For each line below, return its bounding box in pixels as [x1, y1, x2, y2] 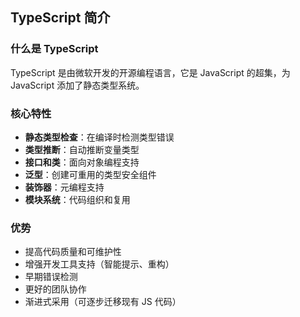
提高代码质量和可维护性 [24, 246, 122, 258]
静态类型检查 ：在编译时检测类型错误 [24, 131, 175, 143]
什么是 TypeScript [10, 42, 99, 56]
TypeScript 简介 [10, 9, 111, 27]
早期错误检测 [24, 271, 78, 283]
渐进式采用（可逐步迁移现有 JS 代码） [24, 296, 182, 308]
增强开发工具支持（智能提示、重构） [24, 258, 175, 270]
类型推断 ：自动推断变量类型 [24, 143, 140, 155]
